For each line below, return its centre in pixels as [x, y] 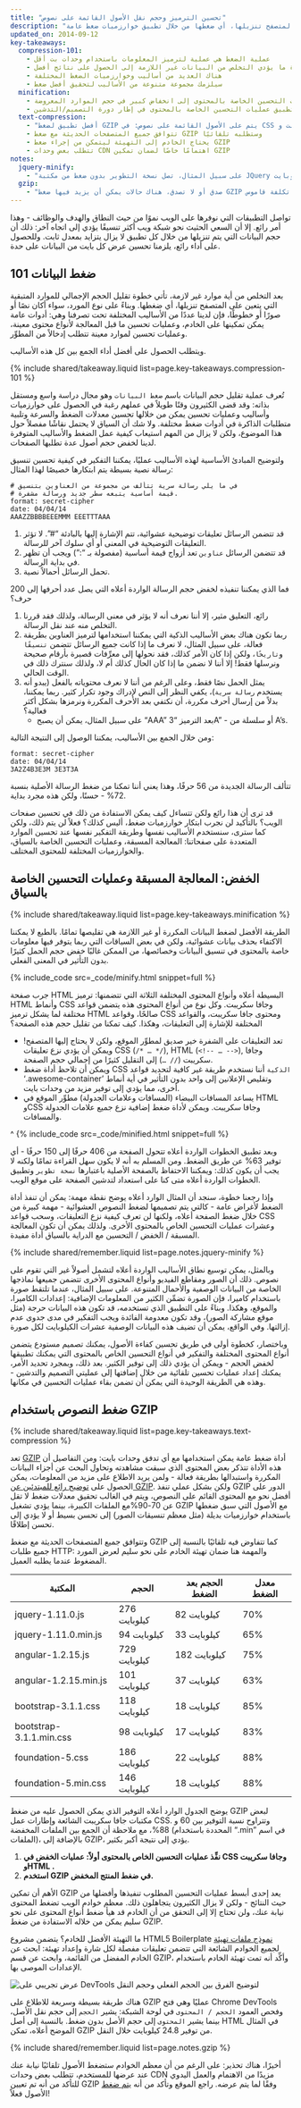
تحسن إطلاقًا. [32, 1524]
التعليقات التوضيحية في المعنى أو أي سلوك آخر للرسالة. [114, 542]
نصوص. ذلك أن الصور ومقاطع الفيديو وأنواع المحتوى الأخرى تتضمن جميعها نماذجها [145, 1279]
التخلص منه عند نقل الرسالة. [70, 625]
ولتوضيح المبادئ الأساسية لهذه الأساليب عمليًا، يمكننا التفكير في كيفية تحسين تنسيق [147, 459]
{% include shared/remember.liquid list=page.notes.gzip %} [121, 2048]
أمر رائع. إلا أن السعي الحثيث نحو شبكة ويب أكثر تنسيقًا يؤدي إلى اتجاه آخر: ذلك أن [146, 227]
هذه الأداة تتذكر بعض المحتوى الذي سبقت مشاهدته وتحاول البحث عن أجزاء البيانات [146, 1467]
